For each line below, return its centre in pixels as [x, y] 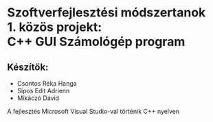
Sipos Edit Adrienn [43, 91]
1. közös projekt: [55, 27]
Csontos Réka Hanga [47, 83]
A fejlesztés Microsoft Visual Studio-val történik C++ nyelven [93, 111]
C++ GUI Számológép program [96, 42]
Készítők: [28, 67]
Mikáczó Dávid [38, 98]
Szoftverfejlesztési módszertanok [106, 13]
